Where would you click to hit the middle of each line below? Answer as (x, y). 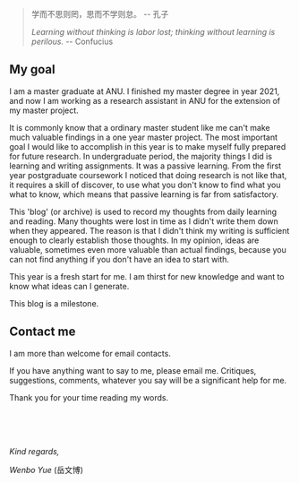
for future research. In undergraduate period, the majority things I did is (141, 156)
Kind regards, (34, 451)
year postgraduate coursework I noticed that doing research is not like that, (148, 175)
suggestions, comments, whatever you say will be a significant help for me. (148, 380)
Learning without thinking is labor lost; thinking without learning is (153, 32)
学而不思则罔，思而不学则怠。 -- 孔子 (100, 14)
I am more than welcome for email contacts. (90, 353)
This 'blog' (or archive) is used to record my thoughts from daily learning (143, 211)
